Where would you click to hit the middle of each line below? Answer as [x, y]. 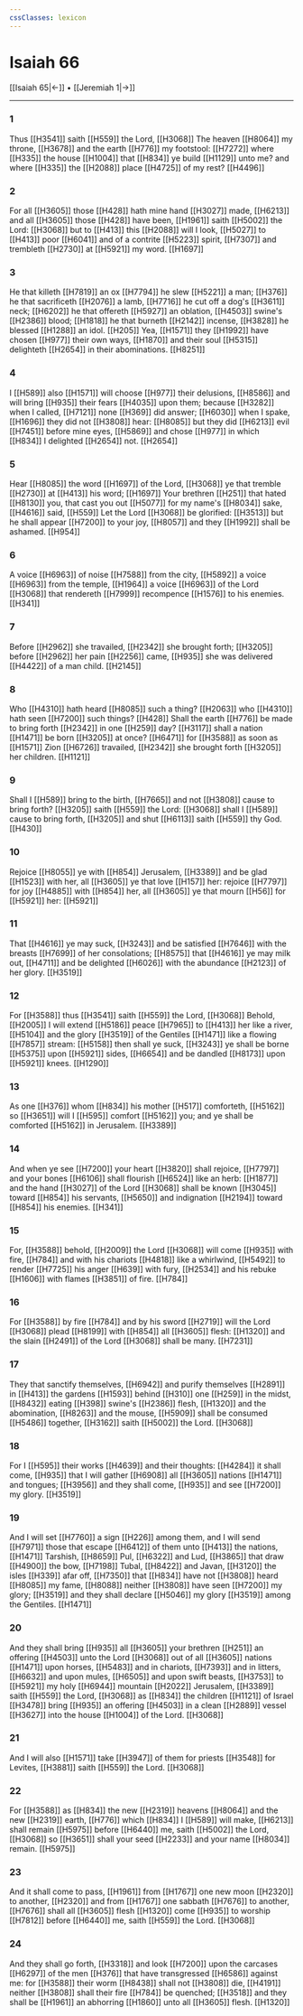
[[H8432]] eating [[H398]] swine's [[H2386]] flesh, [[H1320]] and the [138, 1403]
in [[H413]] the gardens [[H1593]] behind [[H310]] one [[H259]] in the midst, [150, 1394]
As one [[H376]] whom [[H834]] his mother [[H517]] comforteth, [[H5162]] [147, 1106]
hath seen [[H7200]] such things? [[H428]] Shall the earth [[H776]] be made [151, 718]
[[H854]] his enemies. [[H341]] [66, 1207]
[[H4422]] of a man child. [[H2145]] [75, 665]
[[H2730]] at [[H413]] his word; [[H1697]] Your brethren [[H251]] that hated [148, 494]
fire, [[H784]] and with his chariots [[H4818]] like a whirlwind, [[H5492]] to [147, 1259]
